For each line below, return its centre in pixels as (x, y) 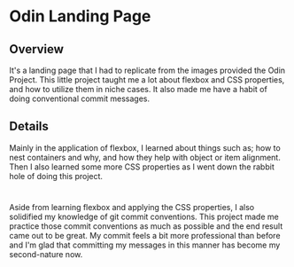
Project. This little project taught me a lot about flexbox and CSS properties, (147, 80)
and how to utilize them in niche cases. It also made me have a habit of (138, 89)
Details (29, 126)
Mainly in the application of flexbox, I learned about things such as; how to (145, 147)
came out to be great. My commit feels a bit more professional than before (145, 236)
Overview (37, 49)
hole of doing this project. (56, 176)
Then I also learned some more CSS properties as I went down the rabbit (142, 167)
